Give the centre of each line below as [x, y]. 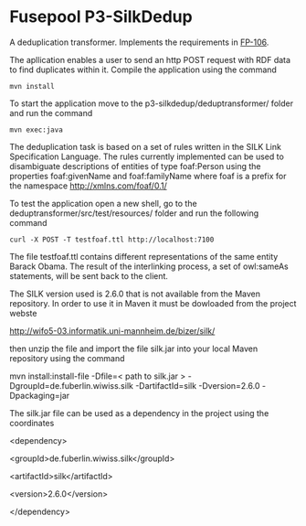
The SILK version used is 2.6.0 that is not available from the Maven [135, 294]
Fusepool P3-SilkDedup [101, 17]
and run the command [51, 113]
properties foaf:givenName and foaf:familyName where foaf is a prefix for [148, 176]
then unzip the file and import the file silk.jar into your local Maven [134, 349]
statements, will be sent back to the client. [89, 275]
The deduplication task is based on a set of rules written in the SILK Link [145, 146]
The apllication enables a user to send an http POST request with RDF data [150, 59]
